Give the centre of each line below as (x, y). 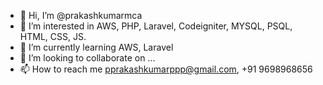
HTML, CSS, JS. (53, 36)
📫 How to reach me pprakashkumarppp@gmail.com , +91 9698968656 (166, 69)
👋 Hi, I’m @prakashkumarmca (81, 15)
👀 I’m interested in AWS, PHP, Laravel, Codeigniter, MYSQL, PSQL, (156, 26)
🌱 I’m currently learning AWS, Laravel (96, 47)
